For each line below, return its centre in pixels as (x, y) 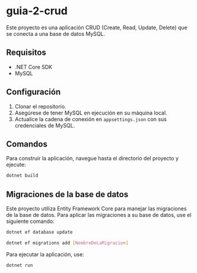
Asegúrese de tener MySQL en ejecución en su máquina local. (91, 113)
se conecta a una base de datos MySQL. (56, 33)
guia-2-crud (37, 11)
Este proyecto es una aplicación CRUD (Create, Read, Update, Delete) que (97, 27)
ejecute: (16, 165)
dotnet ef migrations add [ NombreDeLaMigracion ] (67, 243)
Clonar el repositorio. (40, 106)
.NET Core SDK (34, 67)
